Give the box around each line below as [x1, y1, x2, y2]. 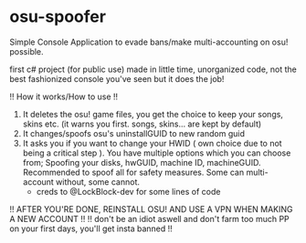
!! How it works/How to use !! [9, 91, 119, 102]
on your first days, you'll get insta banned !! [9, 223, 174, 234]
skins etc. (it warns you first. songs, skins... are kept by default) [22, 118, 262, 129]
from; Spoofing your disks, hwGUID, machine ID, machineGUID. [22, 157, 261, 167]
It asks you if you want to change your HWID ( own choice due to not [22, 137, 282, 148]
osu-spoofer [9, 6, 107, 27]
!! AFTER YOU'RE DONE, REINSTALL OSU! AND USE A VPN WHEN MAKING [9, 203, 294, 215]
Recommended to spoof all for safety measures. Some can [22, 167, 245, 177]
